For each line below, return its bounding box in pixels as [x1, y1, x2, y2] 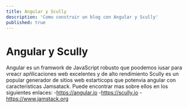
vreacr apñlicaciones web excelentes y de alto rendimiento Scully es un [6, 70, 179, 77]
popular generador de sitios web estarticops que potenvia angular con [6, 77, 176, 84]
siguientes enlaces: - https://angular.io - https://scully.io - [6, 89, 142, 96]
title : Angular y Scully [6, 8, 67, 15]
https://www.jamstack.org [6, 95, 69, 103]
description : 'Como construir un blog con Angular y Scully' [6, 14, 159, 20]
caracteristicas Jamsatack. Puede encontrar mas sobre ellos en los [6, 83, 168, 90]
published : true [6, 19, 46, 25]
